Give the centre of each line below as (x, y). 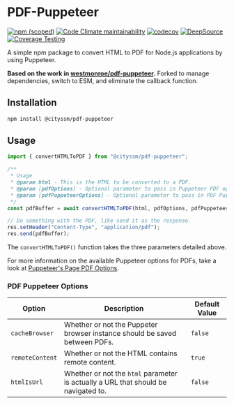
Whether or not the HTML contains (120, 353)
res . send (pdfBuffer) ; (39, 234)
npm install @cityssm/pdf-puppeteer (60, 119)
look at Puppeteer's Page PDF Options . (63, 268)
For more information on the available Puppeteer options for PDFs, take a (112, 261)
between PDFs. (89, 342)
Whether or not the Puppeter (111, 325)
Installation (32, 103)
